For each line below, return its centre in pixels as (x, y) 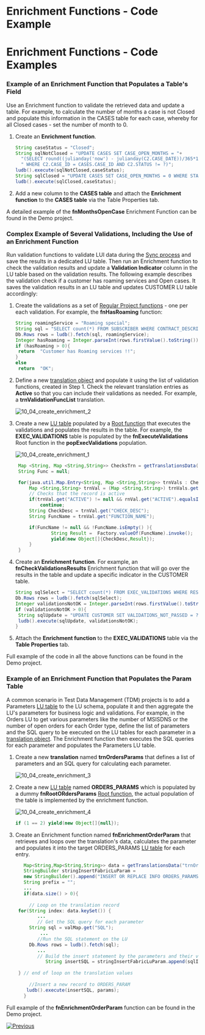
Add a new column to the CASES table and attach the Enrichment (98, 193)
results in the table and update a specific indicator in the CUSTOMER (102, 575)
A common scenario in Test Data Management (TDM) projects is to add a (98, 699)
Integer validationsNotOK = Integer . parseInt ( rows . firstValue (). (100, 604)
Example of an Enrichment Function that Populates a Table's (97, 84)
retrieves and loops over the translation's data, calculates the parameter (106, 841)
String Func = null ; (44, 471)
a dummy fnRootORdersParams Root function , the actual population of (105, 793)
